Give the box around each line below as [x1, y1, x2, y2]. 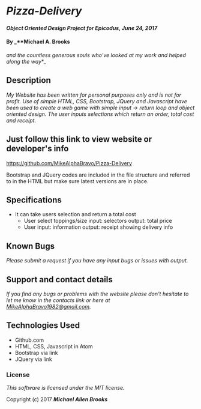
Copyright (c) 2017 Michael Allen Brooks [6, 396, 108, 403]
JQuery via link [14, 356, 53, 363]
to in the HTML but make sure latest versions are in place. [6, 177, 149, 184]
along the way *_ [6, 58, 46, 65]
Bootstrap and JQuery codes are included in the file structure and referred [6, 171, 190, 178]
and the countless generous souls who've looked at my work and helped [6, 51, 186, 58]
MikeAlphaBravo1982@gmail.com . [6, 303, 91, 311]
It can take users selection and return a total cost [14, 211, 136, 218]
